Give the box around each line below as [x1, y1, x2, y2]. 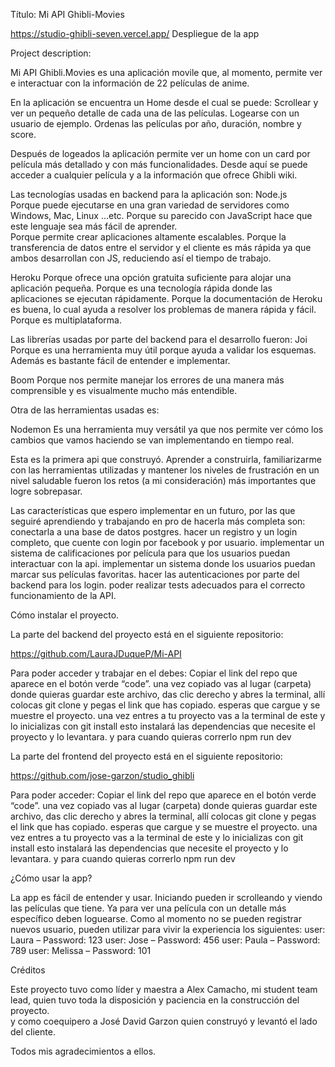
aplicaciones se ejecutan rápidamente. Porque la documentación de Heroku [10, 293, 323, 304]
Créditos [10, 964, 46, 976]
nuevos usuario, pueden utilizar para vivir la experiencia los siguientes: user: [10, 924, 326, 935]
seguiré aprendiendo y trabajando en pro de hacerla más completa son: [10, 515, 306, 527]
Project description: [10, 47, 92, 59]
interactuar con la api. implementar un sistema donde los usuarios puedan [10, 558, 316, 569]
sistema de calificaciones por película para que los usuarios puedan [10, 547, 291, 559]
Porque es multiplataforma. [10, 314, 122, 326]
